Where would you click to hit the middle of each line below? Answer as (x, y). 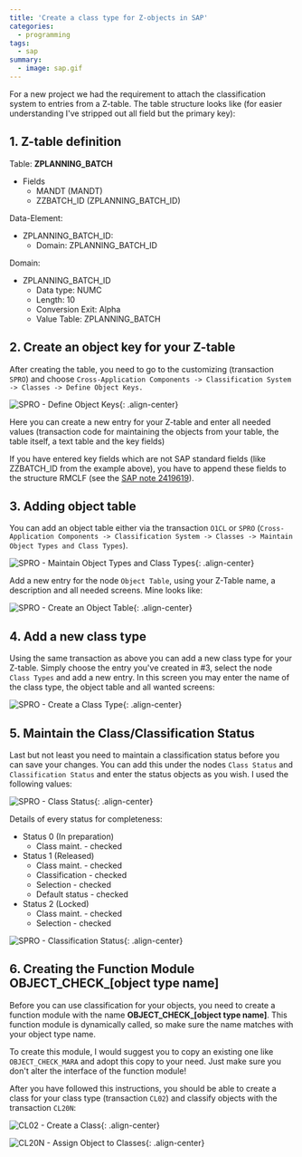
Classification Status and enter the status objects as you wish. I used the (149, 774)
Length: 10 (55, 299)
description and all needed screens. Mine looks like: (106, 591)
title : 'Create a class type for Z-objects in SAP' (109, 18)
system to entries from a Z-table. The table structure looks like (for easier (146, 103)
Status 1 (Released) (58, 855)
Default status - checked (82, 894)
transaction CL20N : (43, 1107)
